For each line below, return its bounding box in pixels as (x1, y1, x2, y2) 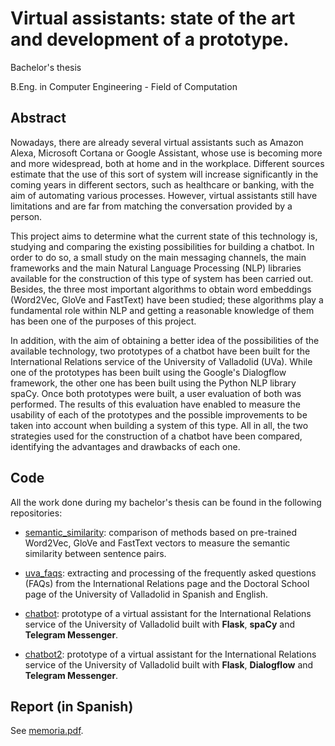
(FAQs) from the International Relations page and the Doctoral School (24, 577, 310, 589)
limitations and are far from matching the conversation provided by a (10, 200, 293, 212)
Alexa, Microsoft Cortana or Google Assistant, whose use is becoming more (10, 147, 323, 159)
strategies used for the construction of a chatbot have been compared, (10, 430, 303, 442)
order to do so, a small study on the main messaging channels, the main (10, 251, 307, 263)
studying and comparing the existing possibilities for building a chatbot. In (10, 240, 315, 252)
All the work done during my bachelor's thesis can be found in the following (10, 496, 322, 508)
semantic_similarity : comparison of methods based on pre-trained (24, 526, 297, 538)
